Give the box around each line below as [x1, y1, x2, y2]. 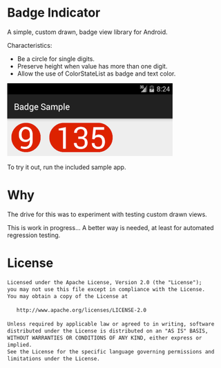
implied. [7, 341, 32, 348]
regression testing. [7, 231, 61, 239]
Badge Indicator [7, 5, 101, 21]
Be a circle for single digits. [17, 54, 95, 63]
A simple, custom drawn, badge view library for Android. [7, 28, 168, 36]
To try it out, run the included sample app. [7, 163, 126, 171]
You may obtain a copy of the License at [7, 292, 128, 299]
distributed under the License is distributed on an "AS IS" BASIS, [7, 327, 209, 334]
